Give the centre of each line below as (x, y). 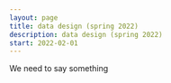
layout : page (34, 18)
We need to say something (59, 69)
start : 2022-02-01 (44, 43)
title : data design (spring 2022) (74, 26)
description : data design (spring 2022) (86, 34)
